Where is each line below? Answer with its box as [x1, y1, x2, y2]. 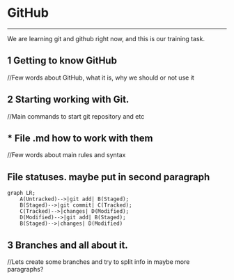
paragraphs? [7, 265, 44, 273]
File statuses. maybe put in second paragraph [7, 171, 210, 183]
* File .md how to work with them [7, 132, 153, 144]
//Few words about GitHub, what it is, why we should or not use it [7, 73, 195, 82]
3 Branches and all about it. [7, 239, 129, 251]
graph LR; [7, 190, 36, 197]
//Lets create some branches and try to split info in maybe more [7, 258, 190, 266]
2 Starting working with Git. [7, 94, 130, 105]
